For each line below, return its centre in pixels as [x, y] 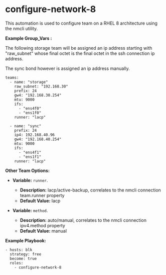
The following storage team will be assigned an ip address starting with [79, 48]
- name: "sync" [26, 126]
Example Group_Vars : [29, 38]
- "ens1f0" [30, 113]
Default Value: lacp [40, 201]
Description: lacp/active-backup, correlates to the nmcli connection [91, 190]
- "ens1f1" [30, 157]
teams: [12, 77]
